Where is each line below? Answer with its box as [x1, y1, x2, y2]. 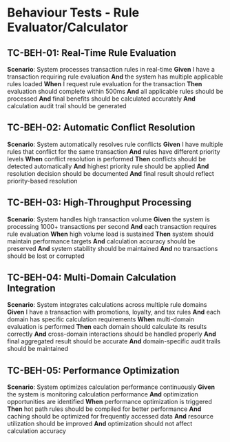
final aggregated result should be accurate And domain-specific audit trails [7, 337, 221, 345]
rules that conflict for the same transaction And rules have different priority [7, 147, 220, 156]
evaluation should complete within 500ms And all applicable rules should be [7, 88, 224, 95]
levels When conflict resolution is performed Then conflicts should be [7, 154, 207, 163]
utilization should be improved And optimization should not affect [7, 419, 193, 428]
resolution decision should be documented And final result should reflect [7, 169, 215, 177]
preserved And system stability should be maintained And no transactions [7, 244, 218, 252]
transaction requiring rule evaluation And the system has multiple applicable [7, 72, 224, 81]
